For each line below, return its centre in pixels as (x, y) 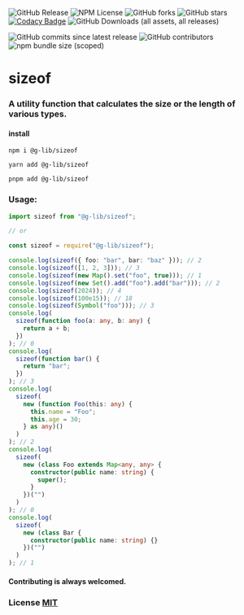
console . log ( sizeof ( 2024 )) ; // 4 (65, 290)
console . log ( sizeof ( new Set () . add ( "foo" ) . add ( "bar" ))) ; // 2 (114, 283)
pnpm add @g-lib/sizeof (49, 179)
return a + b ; (47, 329)
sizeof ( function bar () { (58, 359)
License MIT (33, 602)
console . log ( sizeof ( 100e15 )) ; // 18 (70, 298)
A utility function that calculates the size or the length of (122, 104)
